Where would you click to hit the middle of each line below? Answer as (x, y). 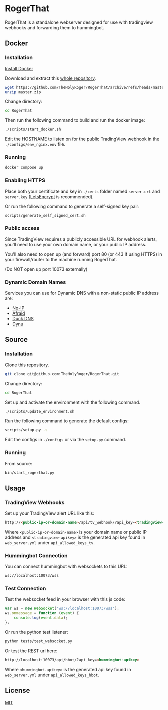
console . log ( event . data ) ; (41, 618)
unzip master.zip (23, 92)
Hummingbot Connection (36, 555)
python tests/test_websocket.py (39, 641)
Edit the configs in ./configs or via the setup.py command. (66, 440)
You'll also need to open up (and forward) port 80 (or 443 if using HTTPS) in (84, 254)
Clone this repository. (27, 365)
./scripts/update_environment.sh (40, 411)
